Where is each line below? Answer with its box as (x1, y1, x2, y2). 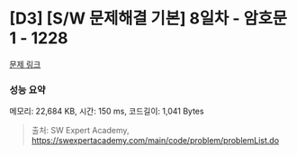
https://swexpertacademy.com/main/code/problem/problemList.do (31, 135, 280, 146)
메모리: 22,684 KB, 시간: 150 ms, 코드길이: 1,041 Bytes (9, 105, 204, 117)
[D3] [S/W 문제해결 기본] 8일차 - (9, 8, 240, 29)
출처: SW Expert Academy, (31, 125, 130, 136)
